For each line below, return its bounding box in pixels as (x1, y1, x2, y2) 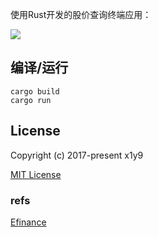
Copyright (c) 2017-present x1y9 (10, 149, 144, 161)
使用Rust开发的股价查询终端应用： (10, 9, 152, 20)
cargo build (10, 86, 60, 97)
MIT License (10, 168, 62, 180)
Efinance (10, 216, 47, 228)
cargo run (10, 95, 52, 105)
